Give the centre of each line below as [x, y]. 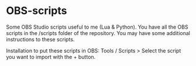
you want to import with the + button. [51, 57]
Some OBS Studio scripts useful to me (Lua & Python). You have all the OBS [97, 27]
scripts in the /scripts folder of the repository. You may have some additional [98, 33]
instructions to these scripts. [40, 39]
